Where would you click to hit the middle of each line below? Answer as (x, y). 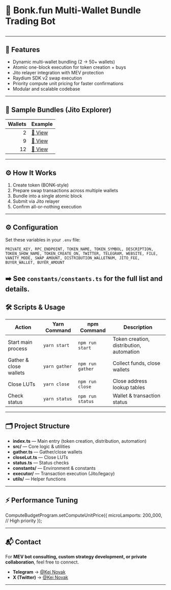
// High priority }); (24, 520)
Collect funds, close (136, 363)
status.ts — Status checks (41, 463)
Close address (130, 381)
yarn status (58, 399)
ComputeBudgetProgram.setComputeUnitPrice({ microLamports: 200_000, (84, 515)
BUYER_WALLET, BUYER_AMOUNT (35, 262)
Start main (20, 342)
